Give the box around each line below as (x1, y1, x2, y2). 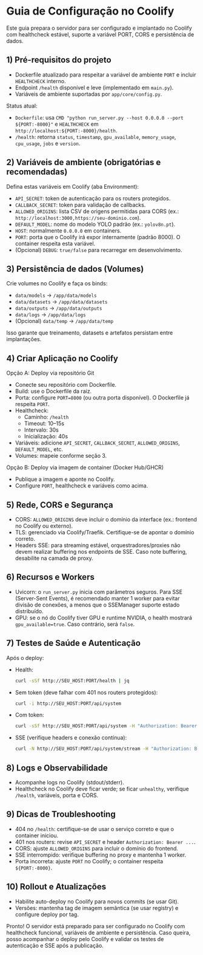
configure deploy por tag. (15, 911, 79, 918)
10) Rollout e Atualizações (6, 882, 107, 892)
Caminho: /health (24, 413, 69, 421)
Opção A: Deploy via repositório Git (6, 369, 95, 377)
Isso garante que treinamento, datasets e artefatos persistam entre (6, 329, 173, 336)
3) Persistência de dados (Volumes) (6, 263, 144, 274)
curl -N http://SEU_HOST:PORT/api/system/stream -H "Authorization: (15, 746, 192, 752)
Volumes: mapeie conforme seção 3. (15, 452, 107, 460)
